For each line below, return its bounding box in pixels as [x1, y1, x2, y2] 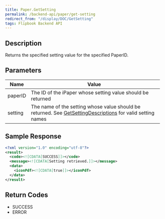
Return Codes [5, 191, 48, 199]
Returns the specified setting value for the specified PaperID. [5, 52, 129, 58]
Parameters [5, 66, 42, 75]
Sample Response [5, 132, 61, 140]
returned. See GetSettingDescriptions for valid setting [31, 109, 155, 116]
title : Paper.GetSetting [5, 7, 56, 12]
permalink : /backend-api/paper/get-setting [5, 12, 96, 17]
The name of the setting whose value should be [31, 103, 141, 110]
